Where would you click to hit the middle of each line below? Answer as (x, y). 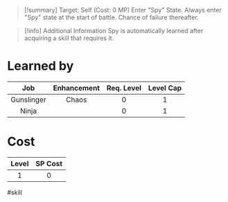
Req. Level (124, 88)
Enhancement (77, 88)
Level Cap (165, 88)
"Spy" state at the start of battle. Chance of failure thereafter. (111, 17)
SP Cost (49, 163)
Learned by (41, 66)
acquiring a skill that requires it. (69, 38)
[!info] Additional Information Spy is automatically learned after (114, 31)
